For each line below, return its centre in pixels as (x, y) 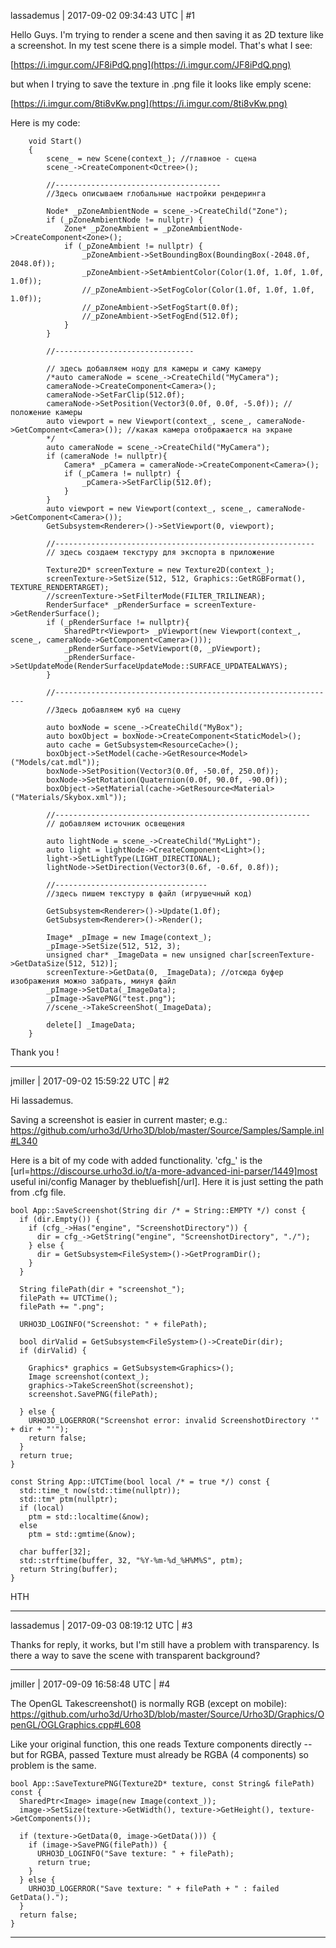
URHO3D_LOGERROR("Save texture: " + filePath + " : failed (154, 1889)
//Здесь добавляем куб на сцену (114, 710)
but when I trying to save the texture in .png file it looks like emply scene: (161, 84)
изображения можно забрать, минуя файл (93, 981)
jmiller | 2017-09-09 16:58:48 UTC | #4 (90, 1684)
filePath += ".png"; (62, 1307)
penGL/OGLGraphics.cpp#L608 (76, 1724)
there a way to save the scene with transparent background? (135, 1655)
